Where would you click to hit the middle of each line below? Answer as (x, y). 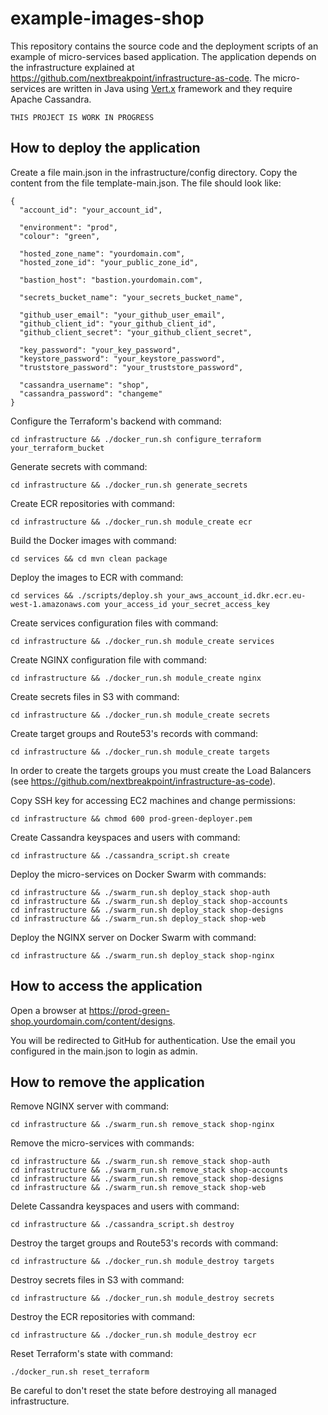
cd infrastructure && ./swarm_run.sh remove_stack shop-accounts (149, 1170)
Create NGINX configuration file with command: (108, 659)
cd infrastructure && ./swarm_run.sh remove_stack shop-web (138, 1188)
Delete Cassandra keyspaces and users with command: (125, 1206)
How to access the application (106, 986)
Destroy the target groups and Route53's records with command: (144, 1243)
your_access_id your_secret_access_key (187, 604)
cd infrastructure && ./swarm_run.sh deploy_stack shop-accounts (149, 901)
